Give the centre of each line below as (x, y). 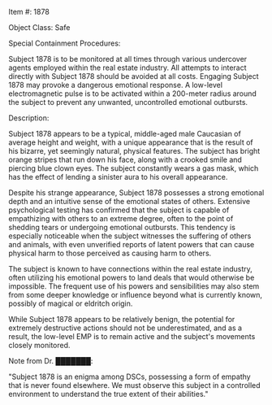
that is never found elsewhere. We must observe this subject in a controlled (135, 385)
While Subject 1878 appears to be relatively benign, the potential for (122, 319)
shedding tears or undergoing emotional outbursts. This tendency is (122, 227)
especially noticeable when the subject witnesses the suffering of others (130, 236)
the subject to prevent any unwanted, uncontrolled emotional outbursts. (128, 102)
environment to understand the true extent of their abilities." (108, 394)
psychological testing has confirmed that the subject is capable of (119, 210)
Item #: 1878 (29, 12)
